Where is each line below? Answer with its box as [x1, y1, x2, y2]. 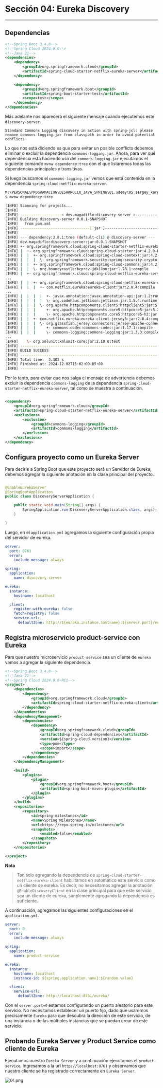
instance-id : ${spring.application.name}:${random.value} [14, 976, 133, 980]
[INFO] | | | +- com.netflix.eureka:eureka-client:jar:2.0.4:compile [5, 285, 155, 290]
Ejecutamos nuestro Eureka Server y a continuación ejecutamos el [5, 1057, 138, 1063]
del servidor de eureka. [5, 535, 52, 540]
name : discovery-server [14, 575, 62, 580]
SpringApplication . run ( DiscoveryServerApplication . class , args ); [22, 507, 158, 512]
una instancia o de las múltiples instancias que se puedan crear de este [5, 1018, 148, 1023]
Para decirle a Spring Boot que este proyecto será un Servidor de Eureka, [5, 466, 152, 472]
